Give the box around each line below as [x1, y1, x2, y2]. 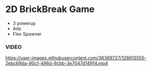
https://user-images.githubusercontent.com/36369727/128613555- [5, 55, 147, 61]
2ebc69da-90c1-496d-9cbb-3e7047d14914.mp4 [5, 60, 108, 66]
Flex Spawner [12, 31, 42, 37]
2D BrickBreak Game [5, 4, 95, 15]
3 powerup [12, 20, 36, 26]
